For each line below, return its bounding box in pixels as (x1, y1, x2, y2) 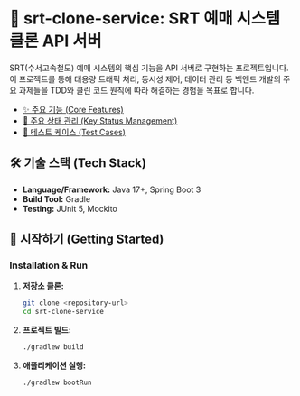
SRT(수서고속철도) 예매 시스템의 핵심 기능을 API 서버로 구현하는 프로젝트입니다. (9, 62, 289, 73)
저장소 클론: (22, 281, 65, 291)
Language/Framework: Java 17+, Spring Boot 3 (22, 184, 202, 195)
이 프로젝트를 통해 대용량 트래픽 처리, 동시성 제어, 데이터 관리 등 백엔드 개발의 (9, 73, 282, 84)
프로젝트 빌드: (22, 325, 72, 336)
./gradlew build (22, 343, 84, 352)
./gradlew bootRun (22, 378, 92, 388)
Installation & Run (9, 259, 89, 272)
